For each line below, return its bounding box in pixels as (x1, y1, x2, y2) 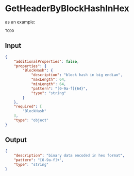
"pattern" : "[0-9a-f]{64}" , (31, 86, 88, 91)
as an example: (5, 19, 35, 25)
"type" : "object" (14, 118, 49, 123)
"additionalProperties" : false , (14, 59, 79, 64)
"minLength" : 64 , (31, 82, 67, 87)
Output (5, 136, 27, 144)
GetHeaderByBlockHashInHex (5, 3, 130, 14)
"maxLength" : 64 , (31, 77, 67, 82)
